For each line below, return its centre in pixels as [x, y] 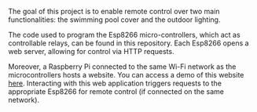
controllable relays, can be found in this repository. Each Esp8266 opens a [128, 43]
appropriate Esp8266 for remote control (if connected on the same [116, 92]
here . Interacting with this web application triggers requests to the [115, 83]
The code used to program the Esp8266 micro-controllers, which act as [125, 35]
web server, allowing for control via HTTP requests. [91, 51]
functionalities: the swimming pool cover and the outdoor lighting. [114, 20]
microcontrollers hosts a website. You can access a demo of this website [126, 75]
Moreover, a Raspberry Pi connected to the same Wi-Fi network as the [122, 67]
